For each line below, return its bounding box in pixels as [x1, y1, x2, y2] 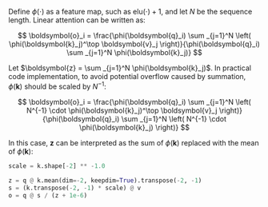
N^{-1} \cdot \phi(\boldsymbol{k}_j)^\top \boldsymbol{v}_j [26, 105, 218, 115]
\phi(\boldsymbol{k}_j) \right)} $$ [78, 122, 190, 132]
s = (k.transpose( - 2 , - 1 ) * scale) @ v [8, 184, 142, 193]
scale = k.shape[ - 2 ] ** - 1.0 [8, 161, 106, 170]
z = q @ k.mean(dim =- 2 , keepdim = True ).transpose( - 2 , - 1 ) [8, 177, 202, 185]
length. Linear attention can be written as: [8, 15, 146, 25]
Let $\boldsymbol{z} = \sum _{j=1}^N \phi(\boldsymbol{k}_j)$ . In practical [8, 63, 252, 73]
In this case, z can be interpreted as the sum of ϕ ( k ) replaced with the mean [8, 137, 259, 147]
